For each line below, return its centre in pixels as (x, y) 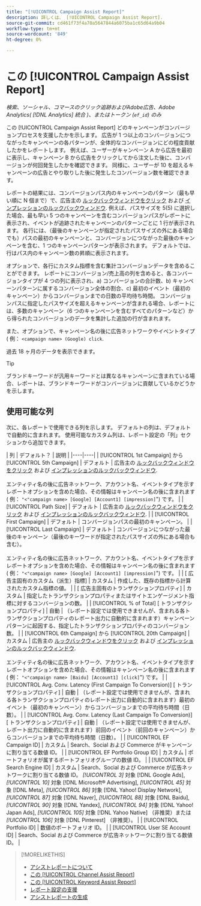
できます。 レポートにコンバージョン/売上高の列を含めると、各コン (99, 273)
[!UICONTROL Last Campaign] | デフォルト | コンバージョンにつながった (96, 529)
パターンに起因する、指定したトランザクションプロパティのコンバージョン (98, 625)
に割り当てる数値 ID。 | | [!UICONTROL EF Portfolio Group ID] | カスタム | (97, 752)
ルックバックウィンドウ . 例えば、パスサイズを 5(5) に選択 (119, 207)
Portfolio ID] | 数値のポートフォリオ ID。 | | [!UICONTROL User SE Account (98, 827)
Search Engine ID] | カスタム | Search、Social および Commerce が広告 (94, 767)
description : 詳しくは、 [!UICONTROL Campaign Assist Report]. (85, 17)
